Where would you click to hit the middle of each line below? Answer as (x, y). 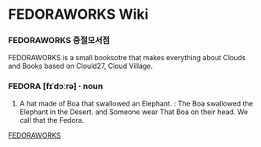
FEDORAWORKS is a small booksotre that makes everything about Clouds (127, 58)
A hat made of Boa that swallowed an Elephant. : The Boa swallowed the (136, 103)
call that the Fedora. (52, 120)
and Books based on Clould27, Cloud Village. (81, 66)
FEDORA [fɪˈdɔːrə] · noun (56, 86)
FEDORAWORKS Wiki (78, 14)
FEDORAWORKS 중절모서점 (59, 41)
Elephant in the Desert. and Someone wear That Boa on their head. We (134, 112)
